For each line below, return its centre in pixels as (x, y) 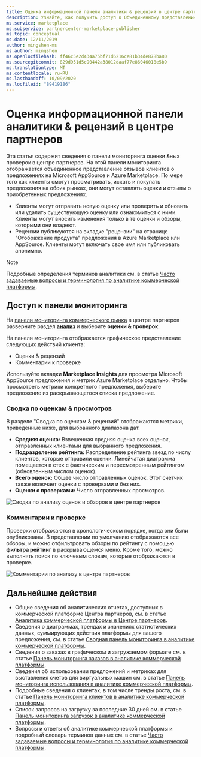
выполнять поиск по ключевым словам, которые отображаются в (91, 556)
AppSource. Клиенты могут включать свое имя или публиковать (98, 244)
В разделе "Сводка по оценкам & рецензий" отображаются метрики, (95, 422)
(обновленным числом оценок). (56, 471)
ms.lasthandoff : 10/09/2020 (41, 79)
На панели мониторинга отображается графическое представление (94, 338)
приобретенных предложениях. (47, 194)
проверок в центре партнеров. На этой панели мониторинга (84, 162)
